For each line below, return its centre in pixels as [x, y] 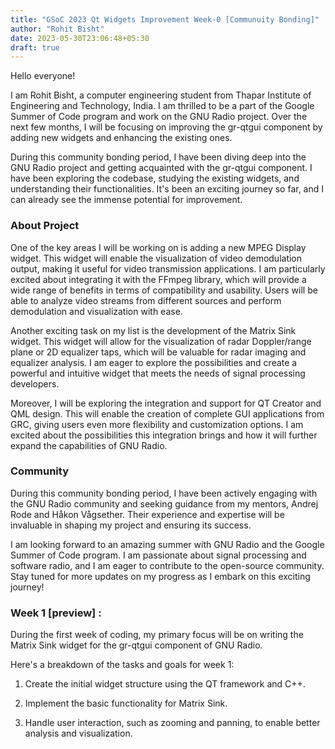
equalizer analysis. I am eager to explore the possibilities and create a [154, 362]
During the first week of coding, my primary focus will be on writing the [157, 635]
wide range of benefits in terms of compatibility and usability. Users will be [164, 290]
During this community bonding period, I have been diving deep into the [158, 157]
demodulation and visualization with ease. [96, 311]
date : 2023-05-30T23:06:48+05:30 [80, 38]
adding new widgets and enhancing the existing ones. [121, 138]
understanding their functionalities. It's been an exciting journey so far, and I [167, 189]
